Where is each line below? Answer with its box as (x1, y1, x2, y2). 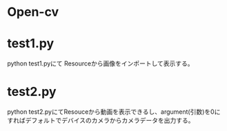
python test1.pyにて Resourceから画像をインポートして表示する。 (7, 59, 195, 68)
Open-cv (7, 4, 59, 20)
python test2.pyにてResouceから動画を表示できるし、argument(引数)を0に (7, 108, 221, 116)
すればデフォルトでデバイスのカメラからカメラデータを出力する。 (7, 117, 195, 125)
